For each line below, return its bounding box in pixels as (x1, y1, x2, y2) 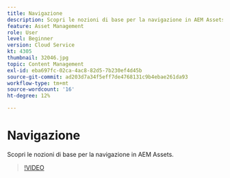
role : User (7, 29, 38, 36)
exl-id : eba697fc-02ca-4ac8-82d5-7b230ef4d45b (7, 67, 142, 74)
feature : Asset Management (7, 23, 84, 29)
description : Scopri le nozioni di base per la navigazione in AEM (7, 16, 204, 23)
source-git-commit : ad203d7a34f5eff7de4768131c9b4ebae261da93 (7, 73, 188, 80)
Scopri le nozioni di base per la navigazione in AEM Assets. (7, 150, 175, 158)
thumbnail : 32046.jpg (7, 55, 69, 61)
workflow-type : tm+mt (7, 80, 69, 87)
